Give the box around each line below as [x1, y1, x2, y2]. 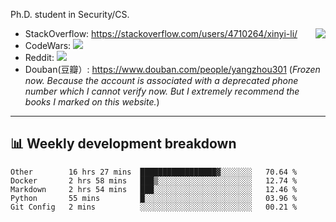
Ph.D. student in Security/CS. [10, 9, 130, 20]
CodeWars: [24, 40, 72, 51]
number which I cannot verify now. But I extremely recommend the [24, 85, 300, 97]
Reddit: [24, 52, 55, 63]
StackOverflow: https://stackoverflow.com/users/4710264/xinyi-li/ [24, 28, 298, 39]
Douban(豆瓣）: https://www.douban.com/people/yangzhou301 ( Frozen [24, 64, 321, 75]
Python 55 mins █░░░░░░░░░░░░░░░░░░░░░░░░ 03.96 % [10, 193, 298, 203]
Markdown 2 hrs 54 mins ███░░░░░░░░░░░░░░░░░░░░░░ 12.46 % [10, 184, 298, 194]
